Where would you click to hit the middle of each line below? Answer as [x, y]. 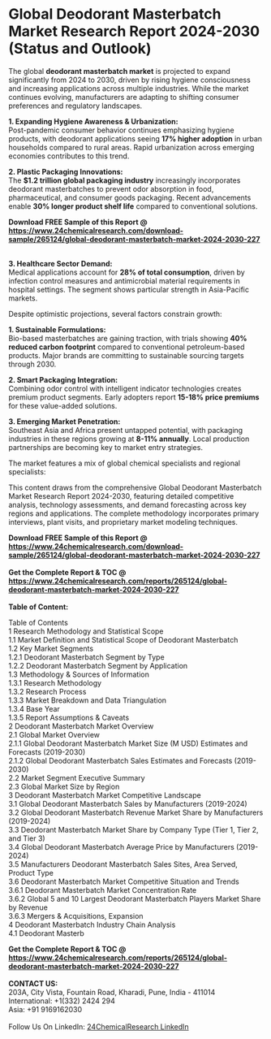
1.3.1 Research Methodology [55, 682]
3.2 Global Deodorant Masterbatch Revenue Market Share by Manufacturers [136, 812]
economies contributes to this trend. [69, 156]
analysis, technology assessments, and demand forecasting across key [128, 504]
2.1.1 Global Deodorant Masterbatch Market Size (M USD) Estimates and [128, 743]
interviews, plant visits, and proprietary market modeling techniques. [123, 522]
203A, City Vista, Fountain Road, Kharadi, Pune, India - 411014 [112, 992]
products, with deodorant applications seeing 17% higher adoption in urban [135, 138]
